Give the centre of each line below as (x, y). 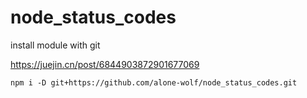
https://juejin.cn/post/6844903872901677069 (105, 64)
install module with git (55, 45)
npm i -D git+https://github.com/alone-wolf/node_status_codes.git (154, 82)
